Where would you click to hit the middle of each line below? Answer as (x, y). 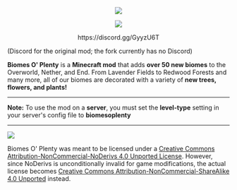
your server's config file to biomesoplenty (69, 115)
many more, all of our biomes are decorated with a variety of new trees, (112, 80)
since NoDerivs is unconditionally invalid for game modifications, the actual (117, 164)
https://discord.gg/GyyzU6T (119, 37)
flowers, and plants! (37, 87)
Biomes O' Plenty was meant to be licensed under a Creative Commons (111, 149)
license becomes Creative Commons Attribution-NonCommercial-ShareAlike (119, 171)
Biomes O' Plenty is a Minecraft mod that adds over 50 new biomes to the (117, 65)
